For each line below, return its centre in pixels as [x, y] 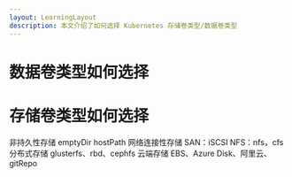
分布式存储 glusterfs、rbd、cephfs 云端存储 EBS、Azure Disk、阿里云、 [140, 153]
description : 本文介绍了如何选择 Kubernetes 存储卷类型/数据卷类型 [123, 26]
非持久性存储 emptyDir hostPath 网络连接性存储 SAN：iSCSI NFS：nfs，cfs [146, 142]
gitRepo [23, 163]
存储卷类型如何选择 [79, 115]
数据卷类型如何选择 [79, 72]
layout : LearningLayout [53, 17]
